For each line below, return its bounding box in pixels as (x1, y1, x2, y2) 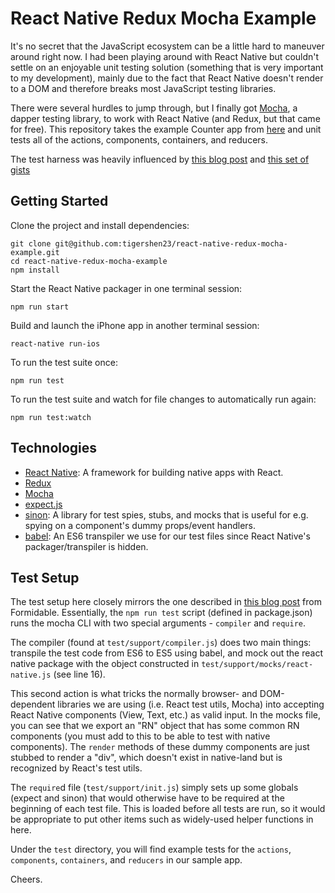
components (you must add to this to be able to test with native (10, 730, 271, 742)
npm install (10, 265, 60, 275)
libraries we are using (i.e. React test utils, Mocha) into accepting (57, 698, 325, 711)
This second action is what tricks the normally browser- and (10, 688, 258, 700)
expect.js (24, 498, 63, 510)
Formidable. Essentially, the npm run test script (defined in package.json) (10, 607, 313, 619)
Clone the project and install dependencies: (10, 219, 190, 231)
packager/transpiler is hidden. (24, 540, 149, 552)
